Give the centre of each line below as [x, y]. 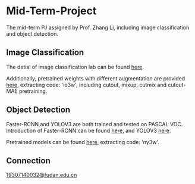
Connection [28, 160]
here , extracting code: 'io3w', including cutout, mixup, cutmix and [86, 85]
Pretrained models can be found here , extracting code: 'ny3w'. [83, 142]
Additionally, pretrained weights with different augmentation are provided [96, 78]
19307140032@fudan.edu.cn [42, 175]
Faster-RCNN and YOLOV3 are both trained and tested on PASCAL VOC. [95, 124]
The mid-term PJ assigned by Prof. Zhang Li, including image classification [98, 27]
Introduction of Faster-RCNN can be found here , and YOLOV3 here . [89, 130]
